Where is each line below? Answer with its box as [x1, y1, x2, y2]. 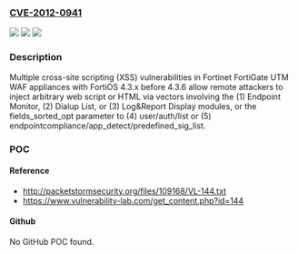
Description [9, 51, 63, 64]
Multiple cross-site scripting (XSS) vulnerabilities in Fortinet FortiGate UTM [9, 71, 289, 83]
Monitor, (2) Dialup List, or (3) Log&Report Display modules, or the [9, 100, 257, 111]
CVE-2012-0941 [9, 6, 83, 19]
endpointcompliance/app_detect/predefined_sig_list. [9, 120, 206, 131]
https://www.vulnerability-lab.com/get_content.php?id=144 [22, 195, 244, 206]
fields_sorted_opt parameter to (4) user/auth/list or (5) [9, 110, 212, 121]
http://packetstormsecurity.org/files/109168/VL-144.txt [22, 185, 227, 197]
